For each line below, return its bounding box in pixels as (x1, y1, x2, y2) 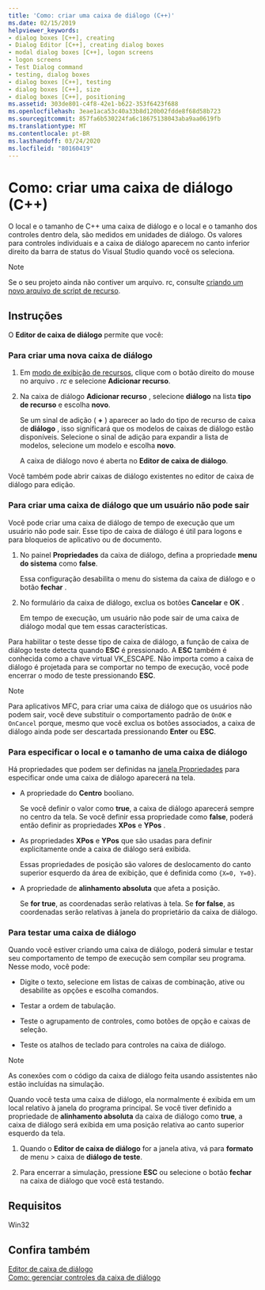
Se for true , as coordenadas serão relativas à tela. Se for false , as (19, 899, 235, 908)
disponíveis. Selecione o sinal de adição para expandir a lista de (19, 432, 229, 442)
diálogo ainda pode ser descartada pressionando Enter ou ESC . (8, 727, 216, 736)
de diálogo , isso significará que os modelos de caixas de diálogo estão (19, 424, 254, 433)
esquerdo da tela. (8, 1128, 66, 1138)
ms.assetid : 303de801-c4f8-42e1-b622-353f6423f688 (8, 100, 179, 108)
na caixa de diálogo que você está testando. (19, 1176, 165, 1186)
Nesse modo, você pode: (8, 962, 91, 972)
